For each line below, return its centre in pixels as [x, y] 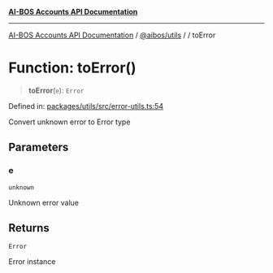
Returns [29, 228]
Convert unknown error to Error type [69, 122]
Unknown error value [44, 202]
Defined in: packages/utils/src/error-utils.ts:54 [86, 106]
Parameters [39, 147]
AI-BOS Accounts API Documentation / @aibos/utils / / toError [112, 35]
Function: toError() [72, 68]
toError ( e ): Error [56, 90]
